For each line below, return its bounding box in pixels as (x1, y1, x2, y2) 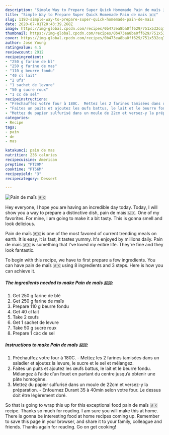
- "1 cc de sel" (5, 92, 39, 97)
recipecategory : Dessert (5, 176, 57, 181)
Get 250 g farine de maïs (12, 298, 64, 304)
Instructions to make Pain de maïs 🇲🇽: (5, 342, 89, 348)
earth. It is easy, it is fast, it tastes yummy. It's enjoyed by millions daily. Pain (5, 236, 163, 242)
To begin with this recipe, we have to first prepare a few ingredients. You (5, 257, 156, 263)
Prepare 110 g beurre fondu (12, 303, 69, 309)
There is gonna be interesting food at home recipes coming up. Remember (5, 413, 160, 419)
